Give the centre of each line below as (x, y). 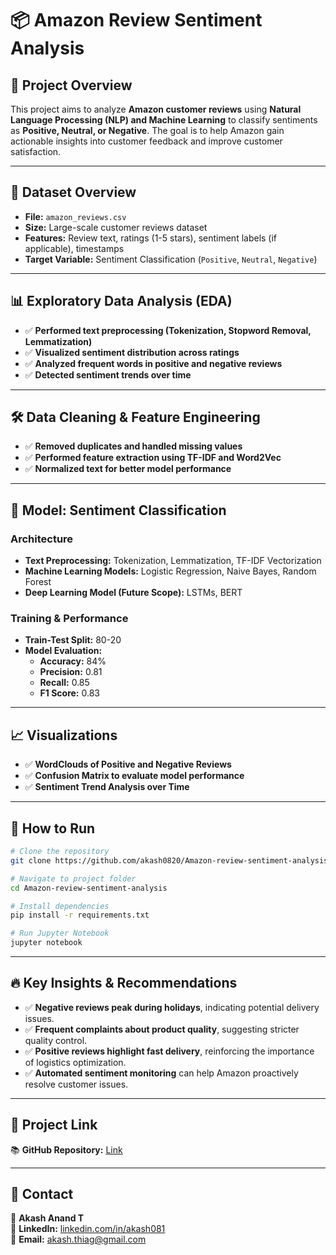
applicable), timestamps (74, 248)
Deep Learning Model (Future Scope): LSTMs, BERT (133, 593)
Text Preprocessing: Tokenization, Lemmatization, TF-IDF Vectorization (173, 561)
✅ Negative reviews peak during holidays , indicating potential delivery (172, 1007)
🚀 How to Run (53, 828)
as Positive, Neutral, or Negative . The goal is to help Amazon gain (147, 130)
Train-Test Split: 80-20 (73, 640)
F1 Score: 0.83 (69, 693)
